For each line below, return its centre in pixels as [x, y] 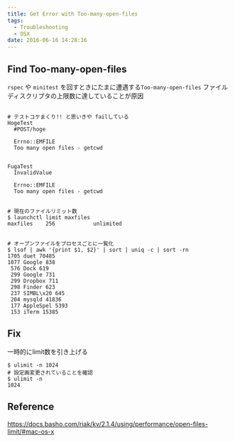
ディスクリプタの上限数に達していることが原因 [76, 96]
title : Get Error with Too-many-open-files [73, 14]
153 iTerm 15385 [34, 312]
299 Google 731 [33, 275]
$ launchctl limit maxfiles [49, 217]
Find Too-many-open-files [67, 69]
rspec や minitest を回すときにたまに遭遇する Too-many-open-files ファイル [118, 87]
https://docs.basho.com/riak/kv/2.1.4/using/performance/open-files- [108, 424]
